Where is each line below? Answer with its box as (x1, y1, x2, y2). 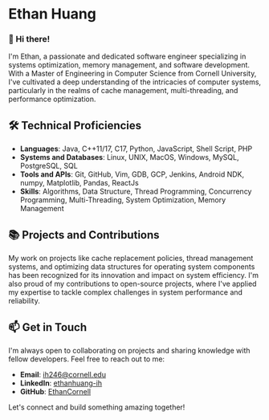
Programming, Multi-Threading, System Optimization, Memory (19, 195, 226, 205)
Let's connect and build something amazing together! (8, 402, 185, 412)
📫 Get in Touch (8, 320, 88, 334)
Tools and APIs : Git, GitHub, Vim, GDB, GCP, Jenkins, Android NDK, (19, 169, 245, 179)
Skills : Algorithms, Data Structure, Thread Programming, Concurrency (19, 186, 252, 197)
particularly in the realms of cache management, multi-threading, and (8, 86, 238, 96)
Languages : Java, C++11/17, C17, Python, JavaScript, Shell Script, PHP (19, 144, 253, 153)
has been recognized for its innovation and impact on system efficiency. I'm (8, 271, 259, 280)
